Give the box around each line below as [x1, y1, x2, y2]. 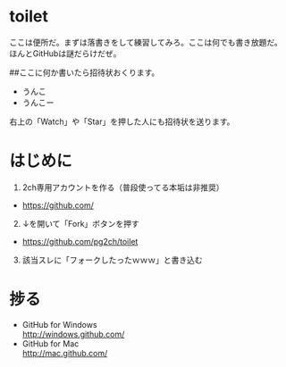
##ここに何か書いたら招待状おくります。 [9, 67, 160, 78]
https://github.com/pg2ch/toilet [21, 236, 139, 246]
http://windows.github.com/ [21, 329, 125, 339]
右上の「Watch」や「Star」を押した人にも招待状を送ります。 [9, 116, 235, 127]
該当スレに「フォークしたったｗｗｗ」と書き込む [21, 254, 203, 265]
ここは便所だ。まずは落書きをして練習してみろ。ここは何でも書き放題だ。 [9, 37, 283, 47]
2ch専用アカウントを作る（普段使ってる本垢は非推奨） [21, 181, 224, 193]
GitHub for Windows [21, 319, 97, 329]
